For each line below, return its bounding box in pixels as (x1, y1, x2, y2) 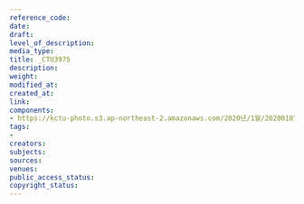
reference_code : (9, 13, 71, 23)
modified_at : (9, 80, 59, 89)
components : (9, 106, 54, 115)
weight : (9, 72, 39, 81)
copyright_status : (9, 181, 79, 190)
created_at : (9, 88, 54, 97)
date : (9, 22, 30, 31)
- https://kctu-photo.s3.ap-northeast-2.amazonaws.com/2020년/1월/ (9, 114, 265, 123)
